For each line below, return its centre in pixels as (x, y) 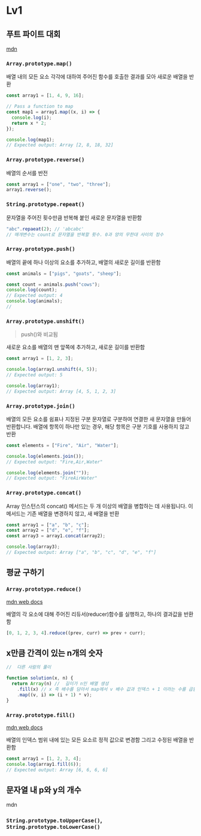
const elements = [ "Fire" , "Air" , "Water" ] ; (63, 445)
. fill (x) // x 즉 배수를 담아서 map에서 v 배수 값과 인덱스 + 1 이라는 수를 (102, 689)
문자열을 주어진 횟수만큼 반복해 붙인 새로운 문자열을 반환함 (74, 217)
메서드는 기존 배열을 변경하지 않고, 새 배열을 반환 (63, 513)
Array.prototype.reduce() (44, 589)
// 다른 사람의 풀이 (29, 667)
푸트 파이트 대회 (33, 34)
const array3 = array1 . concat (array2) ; (56, 536)
